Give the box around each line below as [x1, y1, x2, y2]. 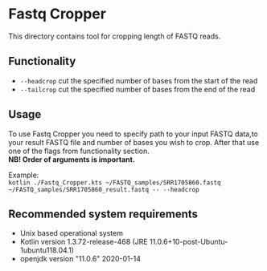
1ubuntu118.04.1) [19, 245, 75, 255]
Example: [8, 170, 39, 180]
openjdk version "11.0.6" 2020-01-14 [19, 254, 141, 264]
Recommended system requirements [8, 207, 199, 220]
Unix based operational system [19, 229, 123, 238]
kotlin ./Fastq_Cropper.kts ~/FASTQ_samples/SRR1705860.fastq [8, 178, 221, 187]
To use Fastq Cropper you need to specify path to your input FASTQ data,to [8, 129, 259, 139]
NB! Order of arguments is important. [8, 154, 135, 164]
